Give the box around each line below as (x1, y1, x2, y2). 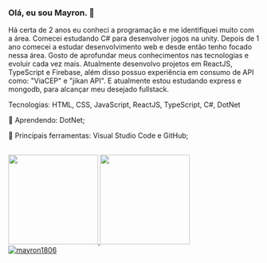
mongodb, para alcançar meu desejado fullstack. (8, 84, 170, 94)
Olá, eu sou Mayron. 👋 (8, 7, 95, 18)
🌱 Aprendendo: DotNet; (8, 116, 85, 125)
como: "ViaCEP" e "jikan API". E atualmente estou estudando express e (8, 76, 241, 86)
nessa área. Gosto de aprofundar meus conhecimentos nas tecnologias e (8, 51, 249, 61)
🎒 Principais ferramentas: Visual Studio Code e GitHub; (8, 131, 189, 140)
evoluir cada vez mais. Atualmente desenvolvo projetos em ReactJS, (8, 59, 233, 69)
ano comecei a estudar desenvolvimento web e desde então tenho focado (8, 42, 253, 52)
